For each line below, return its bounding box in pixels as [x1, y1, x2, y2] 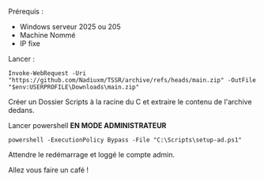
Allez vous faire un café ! [8, 165, 89, 175]
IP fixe [19, 39, 41, 48]
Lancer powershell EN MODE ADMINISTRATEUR [8, 121, 167, 130]
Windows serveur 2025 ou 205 [19, 22, 121, 31]
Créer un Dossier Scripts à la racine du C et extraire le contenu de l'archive [8, 97, 252, 106]
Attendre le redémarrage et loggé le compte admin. [8, 150, 175, 159]
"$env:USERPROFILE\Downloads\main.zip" [8, 83, 140, 91]
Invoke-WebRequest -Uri [8, 70, 87, 77]
